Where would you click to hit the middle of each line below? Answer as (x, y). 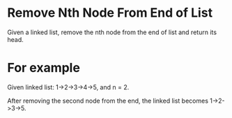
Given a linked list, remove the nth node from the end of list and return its (112, 32)
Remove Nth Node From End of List (110, 13)
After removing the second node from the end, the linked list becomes (108, 101)
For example (44, 68)
